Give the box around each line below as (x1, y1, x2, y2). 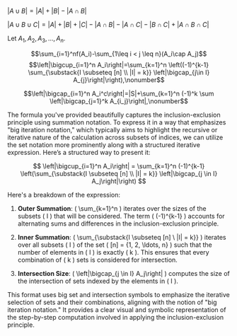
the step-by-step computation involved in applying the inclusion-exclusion (7, 313, 224, 321)
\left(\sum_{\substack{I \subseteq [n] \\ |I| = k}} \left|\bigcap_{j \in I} (20, 169, 218, 178)
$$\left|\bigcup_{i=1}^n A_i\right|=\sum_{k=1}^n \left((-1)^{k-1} (28, 60, 209, 69)
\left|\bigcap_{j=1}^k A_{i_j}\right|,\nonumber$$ (49, 96, 189, 105)
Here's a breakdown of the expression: (7, 190, 121, 199)
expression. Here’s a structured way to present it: (7, 148, 151, 156)
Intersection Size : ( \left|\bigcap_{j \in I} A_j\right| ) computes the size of (17, 269, 230, 277)
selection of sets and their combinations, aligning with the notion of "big (7, 298, 217, 306)
